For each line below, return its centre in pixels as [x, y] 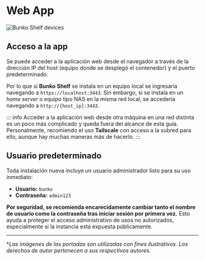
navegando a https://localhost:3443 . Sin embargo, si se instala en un [95, 93]
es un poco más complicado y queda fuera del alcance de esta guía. [92, 124]
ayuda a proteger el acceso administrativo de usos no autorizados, [90, 220]
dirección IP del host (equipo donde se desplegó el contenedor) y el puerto [101, 68]
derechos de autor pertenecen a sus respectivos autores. [79, 250]
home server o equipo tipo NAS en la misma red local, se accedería [91, 99]
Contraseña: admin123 [43, 195]
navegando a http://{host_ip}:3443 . [53, 105]
